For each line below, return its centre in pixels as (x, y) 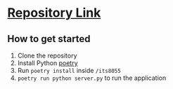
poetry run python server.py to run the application (92, 78)
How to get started (49, 39)
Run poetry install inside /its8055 (69, 70)
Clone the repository (47, 55)
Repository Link (54, 13)
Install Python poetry (48, 63)
